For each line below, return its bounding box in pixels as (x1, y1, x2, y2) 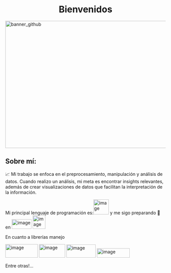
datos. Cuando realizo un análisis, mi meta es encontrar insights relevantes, (5, 178, 164, 185)
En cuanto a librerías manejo (5, 234, 65, 240)
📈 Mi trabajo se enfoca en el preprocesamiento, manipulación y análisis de (5, 171, 163, 177)
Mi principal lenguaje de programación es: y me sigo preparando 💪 (5, 210, 160, 216)
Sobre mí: (5, 157, 37, 166)
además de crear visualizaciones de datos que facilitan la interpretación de (5, 184, 163, 190)
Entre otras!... (5, 262, 34, 269)
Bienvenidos (58, 4, 113, 15)
